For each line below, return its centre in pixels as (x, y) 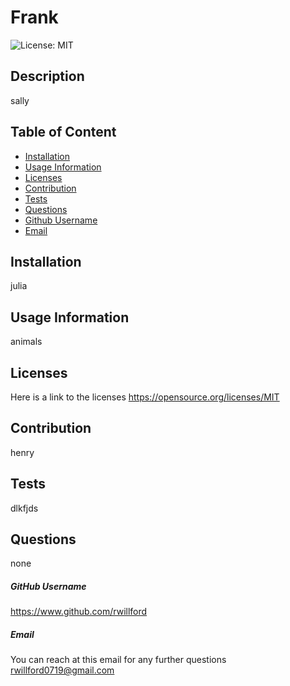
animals (26, 342)
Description (47, 76)
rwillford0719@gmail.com (62, 670)
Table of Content (63, 132)
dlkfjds (24, 508)
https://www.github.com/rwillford (79, 612)
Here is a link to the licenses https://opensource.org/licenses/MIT (145, 397)
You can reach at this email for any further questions (118, 660)
